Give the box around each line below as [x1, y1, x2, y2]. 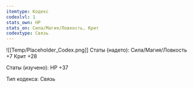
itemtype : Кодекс [6, 8, 49, 15]
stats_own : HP [6, 19, 41, 25]
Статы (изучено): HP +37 [6, 64, 69, 71]
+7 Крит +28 [6, 53, 37, 60]
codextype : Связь [6, 31, 49, 36]
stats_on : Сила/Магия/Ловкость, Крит [6, 25, 99, 31]
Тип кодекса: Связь [6, 76, 55, 83]
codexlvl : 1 [6, 14, 35, 20]
